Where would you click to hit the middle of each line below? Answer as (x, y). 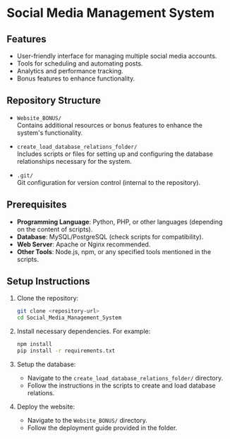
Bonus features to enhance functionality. (76, 78)
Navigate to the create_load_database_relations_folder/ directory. (125, 378)
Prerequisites (37, 205)
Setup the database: (46, 364)
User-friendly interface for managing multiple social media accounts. (117, 56)
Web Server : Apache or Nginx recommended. (84, 244)
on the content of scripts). (55, 229)
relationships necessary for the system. (74, 161)
